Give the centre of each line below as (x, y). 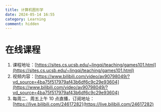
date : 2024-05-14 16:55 (30, 14)
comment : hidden (22, 24)
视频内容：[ (24, 76)
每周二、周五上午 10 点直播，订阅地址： (53, 98)
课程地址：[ (24, 65)
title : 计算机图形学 (24, 10)
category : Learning (26, 19)
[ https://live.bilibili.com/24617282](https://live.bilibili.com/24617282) (83, 104)
